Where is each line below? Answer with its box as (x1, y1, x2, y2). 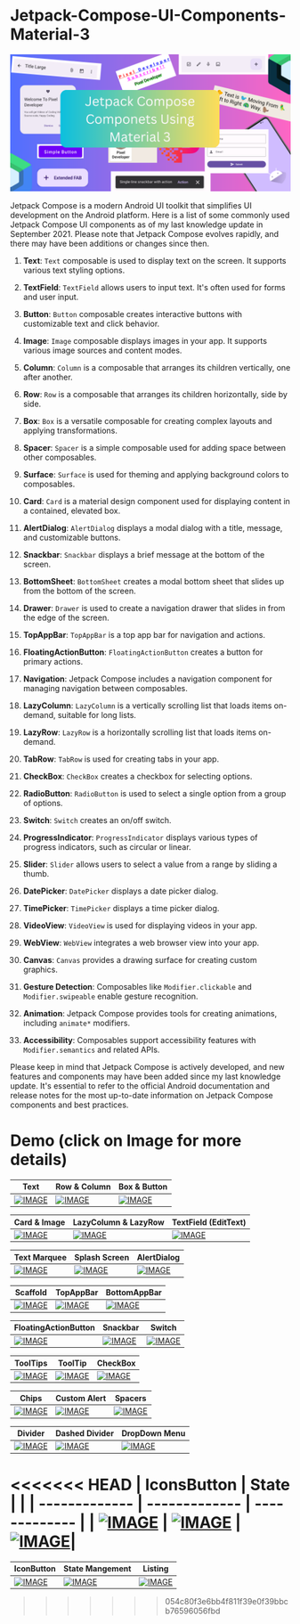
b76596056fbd (165, 1605, 221, 1617)
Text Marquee (13, 1252, 68, 1262)
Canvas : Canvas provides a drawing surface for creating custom (22, 955, 257, 966)
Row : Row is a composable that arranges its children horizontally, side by (22, 389, 288, 400)
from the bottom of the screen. (22, 585, 136, 597)
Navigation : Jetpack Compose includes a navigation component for (22, 673, 272, 684)
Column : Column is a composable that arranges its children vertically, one (22, 363, 291, 373)
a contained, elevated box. (22, 505, 121, 517)
